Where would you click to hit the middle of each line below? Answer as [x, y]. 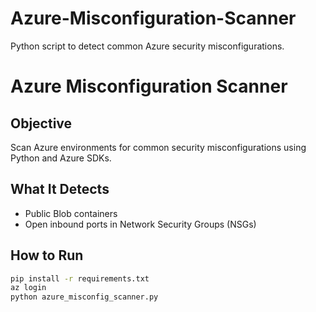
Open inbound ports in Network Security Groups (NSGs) [140, 224]
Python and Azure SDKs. [61, 158]
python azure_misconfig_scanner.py [84, 297]
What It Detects [60, 189]
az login [28, 288]
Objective [41, 123]
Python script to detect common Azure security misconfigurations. [147, 46]
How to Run [47, 255]
